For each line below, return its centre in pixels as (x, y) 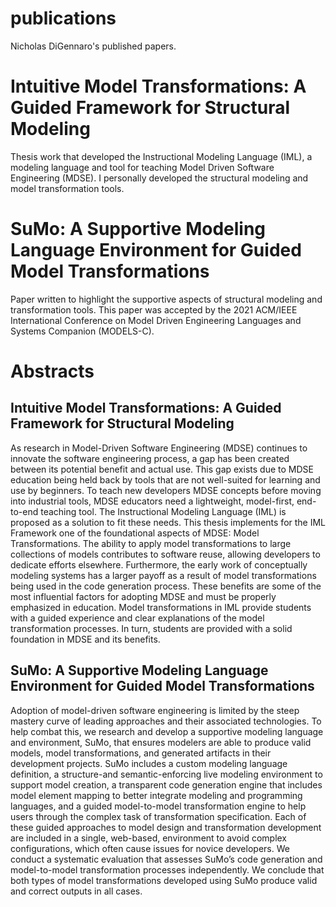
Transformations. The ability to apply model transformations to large (151, 543)
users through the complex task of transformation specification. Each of (158, 816)
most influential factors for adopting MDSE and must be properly (143, 596)
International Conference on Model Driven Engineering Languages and (156, 320)
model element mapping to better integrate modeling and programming (156, 795)
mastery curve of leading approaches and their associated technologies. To (166, 721)
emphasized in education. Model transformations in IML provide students (161, 607)
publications (63, 18)
